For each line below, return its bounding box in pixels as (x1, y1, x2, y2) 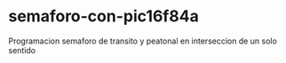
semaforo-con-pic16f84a (8, 6, 199, 27)
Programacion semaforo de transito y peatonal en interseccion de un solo (8, 35, 277, 46)
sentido (8, 44, 36, 55)
